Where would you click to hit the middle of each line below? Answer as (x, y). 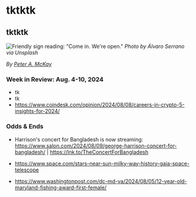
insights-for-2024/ (37, 111)
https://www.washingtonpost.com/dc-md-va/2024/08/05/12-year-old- (101, 181)
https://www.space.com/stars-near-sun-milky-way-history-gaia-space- (102, 163)
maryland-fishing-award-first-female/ (61, 188)
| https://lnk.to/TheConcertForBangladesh (97, 152)
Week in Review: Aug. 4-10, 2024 (55, 79)
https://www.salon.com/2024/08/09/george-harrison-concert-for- (96, 146)
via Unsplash (22, 53)
